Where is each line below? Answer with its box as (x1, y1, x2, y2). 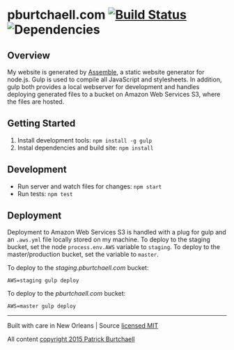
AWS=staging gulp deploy (7, 277, 79, 285)
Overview (7, 49, 51, 61)
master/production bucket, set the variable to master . (7, 250, 159, 259)
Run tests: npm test (17, 189, 73, 198)
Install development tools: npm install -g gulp (17, 136, 153, 144)
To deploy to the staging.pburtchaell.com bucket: (7, 264, 149, 272)
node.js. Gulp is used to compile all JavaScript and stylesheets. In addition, (7, 75, 222, 83)
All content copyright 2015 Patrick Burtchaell (7, 335, 135, 344)
